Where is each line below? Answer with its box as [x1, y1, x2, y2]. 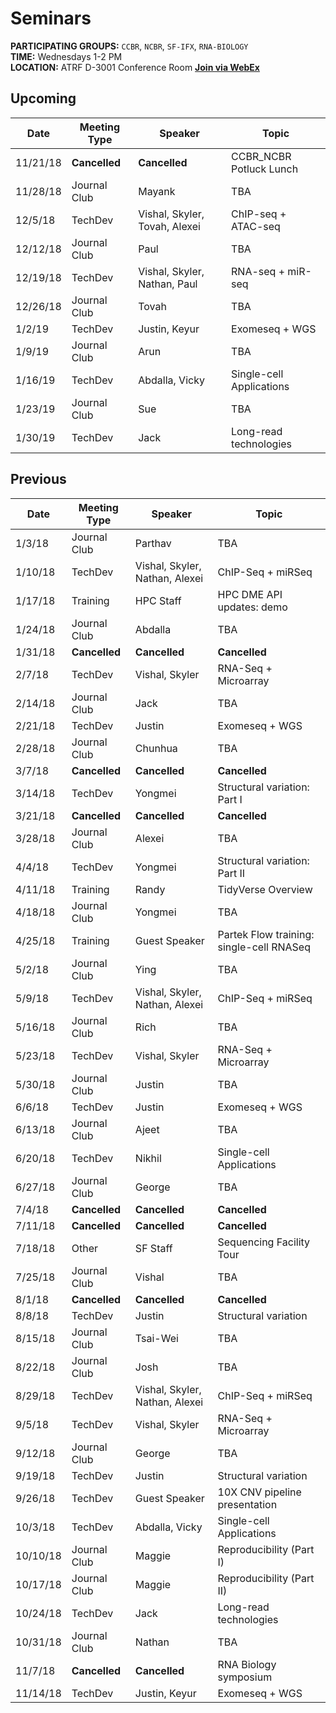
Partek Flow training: [217, 927, 315, 941]
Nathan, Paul [138, 277, 198, 291]
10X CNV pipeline [217, 1485, 302, 1499]
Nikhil [134, 1151, 162, 1165]
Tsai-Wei [134, 1331, 179, 1345]
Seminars [10, 7, 92, 30]
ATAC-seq [231, 219, 281, 233]
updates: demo [217, 600, 288, 614]
